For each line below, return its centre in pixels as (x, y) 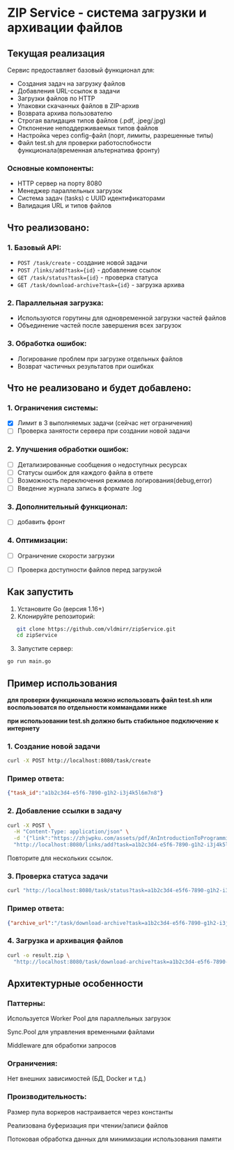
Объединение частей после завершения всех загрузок (99, 325)
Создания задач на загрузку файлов (71, 84)
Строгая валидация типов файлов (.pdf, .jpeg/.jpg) (91, 121)
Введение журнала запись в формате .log (79, 488)
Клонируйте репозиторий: (56, 616)
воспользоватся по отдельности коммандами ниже (87, 707)
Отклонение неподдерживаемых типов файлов (88, 128)
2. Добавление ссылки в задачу (64, 811)
